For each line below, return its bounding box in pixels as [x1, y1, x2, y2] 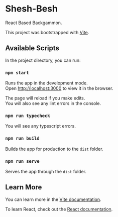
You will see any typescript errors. [5, 123, 76, 129]
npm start [5, 70, 29, 75]
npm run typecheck [5, 113, 50, 119]
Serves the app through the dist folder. [5, 168, 87, 174]
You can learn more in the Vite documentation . [5, 196, 101, 202]
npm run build [5, 136, 40, 141]
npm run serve [5, 158, 40, 164]
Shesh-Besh [5, 3, 58, 15]
